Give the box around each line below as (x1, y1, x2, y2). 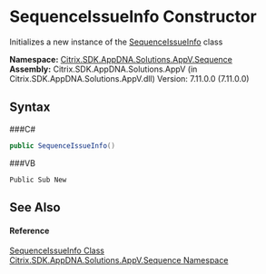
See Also (9, 200, 61, 215)
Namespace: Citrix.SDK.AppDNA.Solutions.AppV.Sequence (9, 54, 233, 64)
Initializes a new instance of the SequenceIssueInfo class (9, 36, 223, 47)
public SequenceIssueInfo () (9, 141, 116, 151)
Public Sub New (9, 175, 67, 184)
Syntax (9, 100, 51, 115)
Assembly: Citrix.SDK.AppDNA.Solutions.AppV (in (9, 64, 198, 74)
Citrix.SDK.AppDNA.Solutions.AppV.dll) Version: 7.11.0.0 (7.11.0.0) (9, 73, 250, 83)
